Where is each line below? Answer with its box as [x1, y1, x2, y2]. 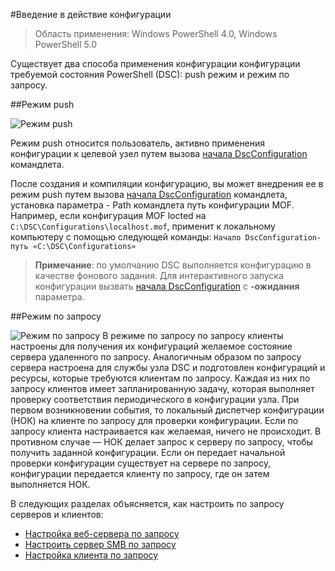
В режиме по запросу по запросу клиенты [102, 330, 284, 341]
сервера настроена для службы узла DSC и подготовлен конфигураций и [10, 362, 326, 373]
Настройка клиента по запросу [24, 549, 159, 561]
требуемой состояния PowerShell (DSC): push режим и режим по [10, 69, 290, 80]
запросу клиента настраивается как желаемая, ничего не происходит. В [10, 425, 322, 437]
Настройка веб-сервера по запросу [24, 528, 180, 539]
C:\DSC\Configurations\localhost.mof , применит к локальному [10, 220, 276, 232]
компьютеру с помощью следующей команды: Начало [10, 231, 242, 243]
